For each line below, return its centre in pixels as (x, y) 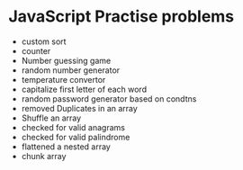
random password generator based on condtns (109, 98)
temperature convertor (63, 79)
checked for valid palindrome (76, 137)
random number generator (71, 70)
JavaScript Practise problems (121, 17)
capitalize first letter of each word (84, 89)
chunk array (44, 156)
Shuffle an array (51, 118)
